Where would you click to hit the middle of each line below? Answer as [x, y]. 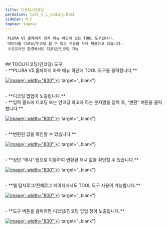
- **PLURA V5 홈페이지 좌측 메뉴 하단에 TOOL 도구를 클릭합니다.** [71, 70]
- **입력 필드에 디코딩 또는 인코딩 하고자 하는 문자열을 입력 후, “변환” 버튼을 [79, 102]
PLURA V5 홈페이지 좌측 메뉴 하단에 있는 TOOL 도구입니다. [61, 38]
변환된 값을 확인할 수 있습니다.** [44, 134]
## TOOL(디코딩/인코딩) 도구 [34, 64]
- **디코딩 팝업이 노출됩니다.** [36, 96]
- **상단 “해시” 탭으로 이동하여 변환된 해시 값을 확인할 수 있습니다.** [72, 160]
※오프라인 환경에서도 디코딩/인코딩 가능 [43, 49]
